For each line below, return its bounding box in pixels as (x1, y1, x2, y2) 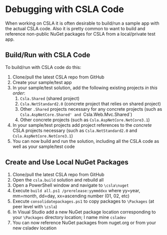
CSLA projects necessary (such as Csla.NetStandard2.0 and (12, 127, 137, 133)
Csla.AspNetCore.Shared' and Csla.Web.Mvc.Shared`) (20, 111, 132, 117)
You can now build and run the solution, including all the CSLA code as (12, 138, 159, 144)
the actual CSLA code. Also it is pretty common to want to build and (5, 25, 146, 31)
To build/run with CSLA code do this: (5, 64, 81, 70)
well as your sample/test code (12, 143, 75, 149)
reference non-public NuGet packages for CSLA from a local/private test (5, 31, 156, 37)
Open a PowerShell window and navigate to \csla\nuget (12, 182, 129, 188)
